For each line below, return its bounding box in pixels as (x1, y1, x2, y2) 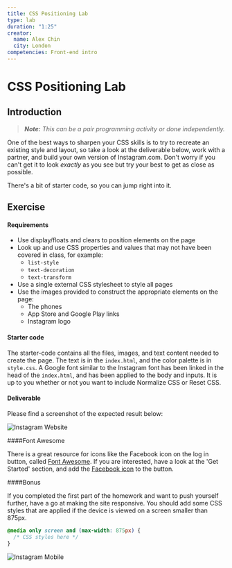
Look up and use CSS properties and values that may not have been (17, 244, 212, 252)
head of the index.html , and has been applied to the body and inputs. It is (7, 371, 217, 379)
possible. (7, 167, 33, 176)
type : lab (7, 17, 36, 24)
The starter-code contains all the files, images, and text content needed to (7, 349, 220, 357)
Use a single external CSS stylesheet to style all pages (17, 281, 173, 289)
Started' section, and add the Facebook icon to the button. (7, 465, 175, 473)
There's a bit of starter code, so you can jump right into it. (7, 181, 172, 190)
